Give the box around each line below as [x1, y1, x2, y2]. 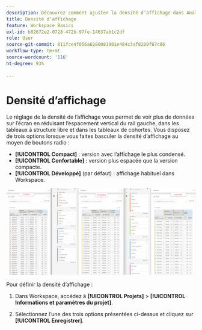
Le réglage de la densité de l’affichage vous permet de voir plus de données [6, 113, 195, 120]
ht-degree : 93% [6, 60, 44, 66]
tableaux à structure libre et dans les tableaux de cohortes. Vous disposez [6, 126, 190, 134]
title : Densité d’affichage [6, 16, 77, 22]
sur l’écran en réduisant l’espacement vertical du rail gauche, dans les [6, 120, 179, 127]
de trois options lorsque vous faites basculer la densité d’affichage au [6, 132, 179, 140]
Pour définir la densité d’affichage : [6, 281, 93, 288]
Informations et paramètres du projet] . [14, 299, 113, 307]
